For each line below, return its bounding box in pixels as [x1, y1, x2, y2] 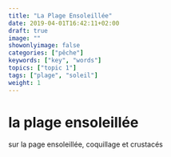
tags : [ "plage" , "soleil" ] [8, 71, 98, 79]
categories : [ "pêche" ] [8, 49, 84, 57]
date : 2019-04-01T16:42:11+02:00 [8, 19, 120, 27]
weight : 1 [8, 78, 42, 87]
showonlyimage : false [8, 42, 81, 50]
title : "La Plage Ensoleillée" [8, 11, 113, 20]
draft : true [8, 26, 48, 34]
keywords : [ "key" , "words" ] [8, 57, 102, 65]
